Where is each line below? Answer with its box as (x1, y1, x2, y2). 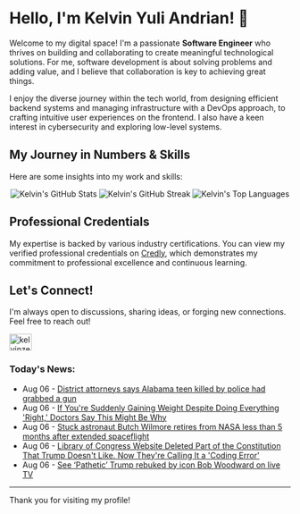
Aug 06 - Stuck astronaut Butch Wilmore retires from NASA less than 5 (21, 421, 283, 432)
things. (9, 75, 35, 86)
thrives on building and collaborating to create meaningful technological (9, 46, 274, 57)
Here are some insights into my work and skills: (9, 171, 183, 181)
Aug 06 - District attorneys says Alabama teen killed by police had (21, 383, 266, 394)
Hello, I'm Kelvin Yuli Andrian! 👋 (9, 8, 249, 29)
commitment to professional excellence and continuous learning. (9, 257, 247, 267)
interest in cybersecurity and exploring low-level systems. (9, 121, 222, 132)
